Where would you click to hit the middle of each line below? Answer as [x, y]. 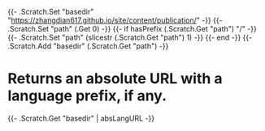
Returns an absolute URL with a [115, 79]
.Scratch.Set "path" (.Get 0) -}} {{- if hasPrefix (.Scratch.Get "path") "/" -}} [132, 29]
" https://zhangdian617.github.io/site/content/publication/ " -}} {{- [115, 20]
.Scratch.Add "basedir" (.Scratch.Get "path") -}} [88, 46]
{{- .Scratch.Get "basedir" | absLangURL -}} [81, 118]
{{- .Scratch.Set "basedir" [51, 12]
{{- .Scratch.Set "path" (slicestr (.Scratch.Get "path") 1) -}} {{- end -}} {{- [130, 37]
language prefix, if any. [87, 96]
